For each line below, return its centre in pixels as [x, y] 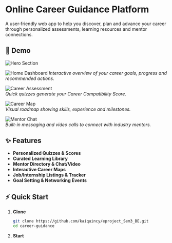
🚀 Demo [18, 50]
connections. [19, 34]
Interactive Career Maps [39, 169]
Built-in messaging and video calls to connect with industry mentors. [78, 125]
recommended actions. [30, 78]
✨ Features [23, 141]
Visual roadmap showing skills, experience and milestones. [68, 109]
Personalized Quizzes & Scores [47, 153]
